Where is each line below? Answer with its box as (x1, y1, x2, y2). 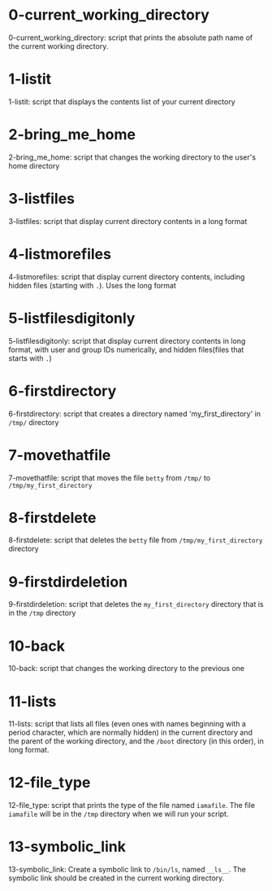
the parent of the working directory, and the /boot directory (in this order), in (8, 736, 264, 746)
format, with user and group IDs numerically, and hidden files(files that (8, 345, 244, 354)
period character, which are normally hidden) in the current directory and (8, 727, 253, 738)
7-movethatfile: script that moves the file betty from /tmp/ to (8, 472, 211, 482)
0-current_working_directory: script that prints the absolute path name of (8, 33, 253, 42)
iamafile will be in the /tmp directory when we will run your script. (8, 809, 229, 819)
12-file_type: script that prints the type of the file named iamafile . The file (8, 801, 256, 810)
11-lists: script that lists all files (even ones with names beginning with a (8, 719, 246, 729)
